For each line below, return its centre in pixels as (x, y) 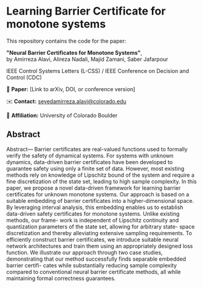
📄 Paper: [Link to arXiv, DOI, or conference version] (71, 89)
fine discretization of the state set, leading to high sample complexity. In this (101, 181)
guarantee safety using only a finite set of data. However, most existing (95, 168)
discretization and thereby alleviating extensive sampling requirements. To (99, 233)
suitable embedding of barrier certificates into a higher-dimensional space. (100, 201)
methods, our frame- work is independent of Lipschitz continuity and (93, 220)
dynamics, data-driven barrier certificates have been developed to (90, 162)
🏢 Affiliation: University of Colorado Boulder (62, 115)
